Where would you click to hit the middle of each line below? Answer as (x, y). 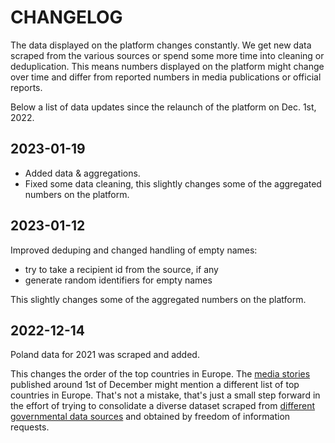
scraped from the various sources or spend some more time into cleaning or (167, 55)
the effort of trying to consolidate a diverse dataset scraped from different (163, 406)
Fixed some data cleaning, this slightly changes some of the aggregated (173, 183)
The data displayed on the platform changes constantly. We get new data (161, 45)
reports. (26, 87)
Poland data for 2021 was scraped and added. (105, 355)
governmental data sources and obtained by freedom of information (150, 417)
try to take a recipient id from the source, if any (121, 269)
